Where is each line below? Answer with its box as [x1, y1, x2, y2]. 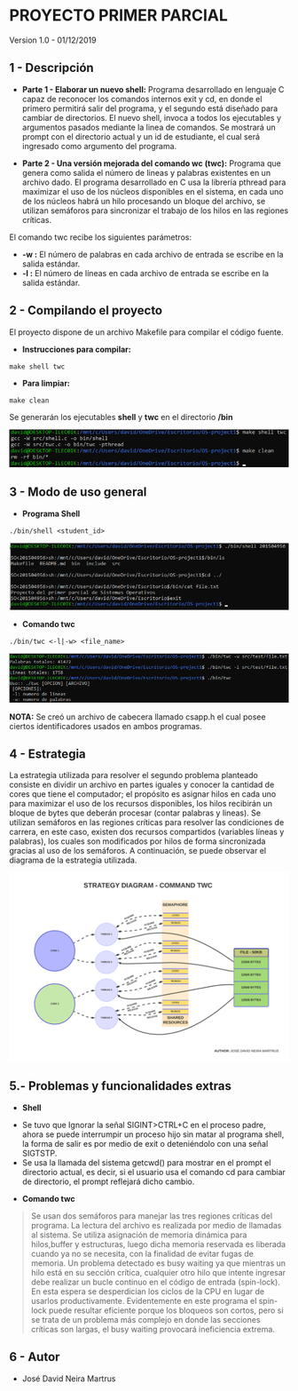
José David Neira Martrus [21, 1373, 116, 1384]
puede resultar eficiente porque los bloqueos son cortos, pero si [48, 1305, 284, 1315]
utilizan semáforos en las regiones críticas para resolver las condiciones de [9, 817, 285, 828]
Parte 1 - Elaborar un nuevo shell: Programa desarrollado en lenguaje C [21, 83, 285, 94]
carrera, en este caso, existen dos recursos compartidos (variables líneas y [9, 827, 285, 838]
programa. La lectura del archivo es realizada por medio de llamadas [30, 1220, 282, 1230]
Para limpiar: [21, 378, 71, 388]
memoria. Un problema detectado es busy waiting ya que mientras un [30, 1258, 286, 1268]
